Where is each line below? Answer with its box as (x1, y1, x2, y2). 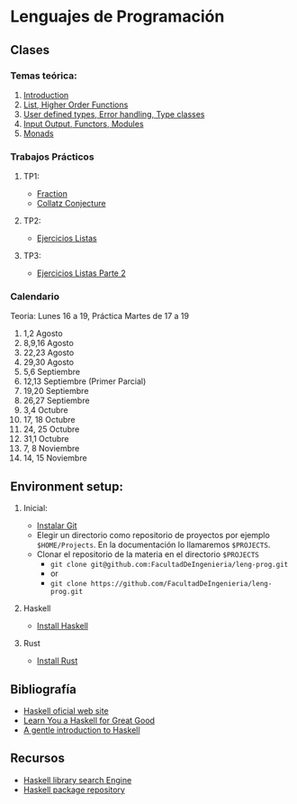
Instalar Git (36, 520, 77, 531)
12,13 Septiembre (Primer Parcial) (22, 376, 147, 387)
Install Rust (36, 655, 78, 666)
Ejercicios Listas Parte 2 (36, 268, 127, 279)
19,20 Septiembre (22, 386, 89, 397)
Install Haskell (36, 620, 89, 632)
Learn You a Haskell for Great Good (22, 715, 156, 726)
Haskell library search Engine (22, 774, 132, 785)
